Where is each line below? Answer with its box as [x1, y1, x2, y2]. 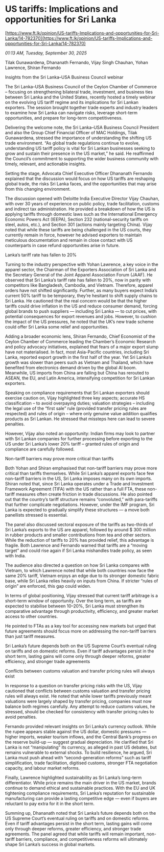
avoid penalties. [5, 714, 37, 720]
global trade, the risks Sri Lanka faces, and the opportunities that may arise [5, 180, 157, 187]
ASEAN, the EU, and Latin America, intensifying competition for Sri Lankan [5, 375, 155, 381]
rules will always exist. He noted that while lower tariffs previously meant [5, 693, 152, 699]
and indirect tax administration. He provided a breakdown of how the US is [5, 206, 155, 212]
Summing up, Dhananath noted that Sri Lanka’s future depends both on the [5, 810, 156, 816]
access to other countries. [5, 613, 58, 619]
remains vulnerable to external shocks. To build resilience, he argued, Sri [5, 749, 152, 755]
